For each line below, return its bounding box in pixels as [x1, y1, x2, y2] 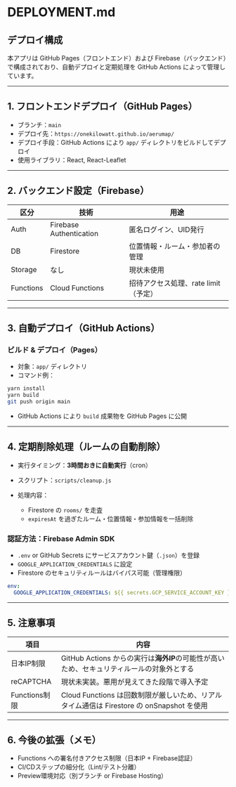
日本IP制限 [11, 658, 46, 668]
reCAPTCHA [11, 676, 52, 686]
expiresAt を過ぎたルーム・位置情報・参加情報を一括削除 [27, 514, 194, 523]
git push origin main [7, 398, 71, 405]
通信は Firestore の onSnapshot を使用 [81, 701, 209, 710]
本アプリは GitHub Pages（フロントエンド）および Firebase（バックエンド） [7, 54, 227, 62]
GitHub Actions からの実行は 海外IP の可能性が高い [60, 653, 225, 663]
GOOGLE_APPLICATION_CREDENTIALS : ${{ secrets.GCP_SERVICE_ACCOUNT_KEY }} [13, 589, 234, 596]
